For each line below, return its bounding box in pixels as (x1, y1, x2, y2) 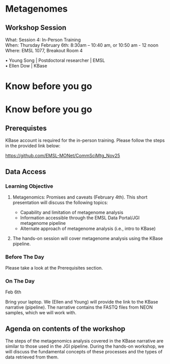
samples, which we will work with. (5, 310, 77, 316)
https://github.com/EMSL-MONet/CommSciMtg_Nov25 (5, 153, 120, 159)
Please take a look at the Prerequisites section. (5, 265, 103, 271)
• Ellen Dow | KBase (5, 63, 47, 69)
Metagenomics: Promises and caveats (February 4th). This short (12, 194, 148, 200)
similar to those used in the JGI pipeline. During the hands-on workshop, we (5, 343, 164, 349)
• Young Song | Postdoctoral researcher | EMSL (5, 57, 105, 63)
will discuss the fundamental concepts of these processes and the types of (5, 349, 163, 355)
